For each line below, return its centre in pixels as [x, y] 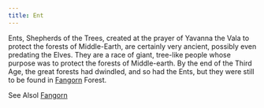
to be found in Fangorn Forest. [58, 80]
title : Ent [26, 15]
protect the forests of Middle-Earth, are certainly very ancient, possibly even [132, 46]
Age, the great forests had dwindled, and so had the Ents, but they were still [131, 71]
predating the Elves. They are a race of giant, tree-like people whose [119, 54]
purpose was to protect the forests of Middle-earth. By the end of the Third [130, 63]
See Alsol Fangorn [38, 95]
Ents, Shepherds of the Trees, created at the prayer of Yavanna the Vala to [129, 38]
